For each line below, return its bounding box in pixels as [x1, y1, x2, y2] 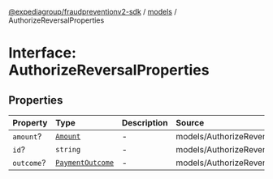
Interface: [8, 44, 77, 62]
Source [175, 117, 205, 128]
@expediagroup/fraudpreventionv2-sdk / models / [8, 7, 177, 16]
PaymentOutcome [55, 158, 115, 167]
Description [121, 117, 168, 128]
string [55, 145, 81, 154]
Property [12, 117, 48, 128]
